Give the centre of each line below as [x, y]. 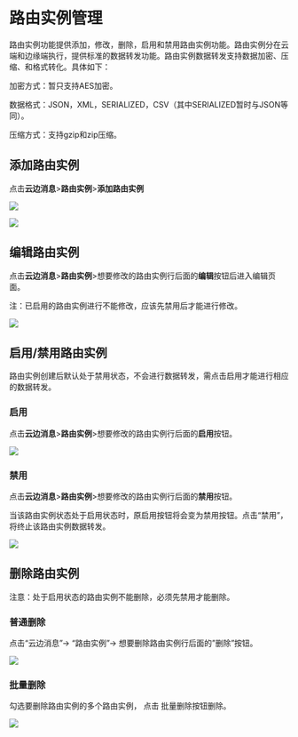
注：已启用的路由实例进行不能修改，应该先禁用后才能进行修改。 [125, 305]
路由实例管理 [56, 18]
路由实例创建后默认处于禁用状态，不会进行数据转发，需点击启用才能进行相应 [149, 376]
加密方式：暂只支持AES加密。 [63, 85]
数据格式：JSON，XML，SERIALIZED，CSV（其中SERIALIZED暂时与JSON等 [149, 104]
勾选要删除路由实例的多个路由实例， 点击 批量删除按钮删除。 [120, 706]
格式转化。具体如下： [71, 67]
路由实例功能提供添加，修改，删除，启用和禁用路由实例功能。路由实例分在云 [149, 44]
